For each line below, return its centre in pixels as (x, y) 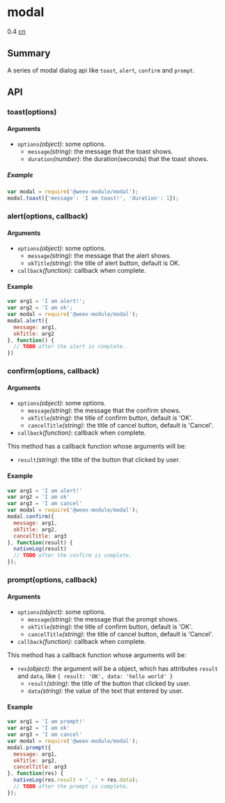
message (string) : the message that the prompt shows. (103, 620)
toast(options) (32, 112)
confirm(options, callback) (53, 371)
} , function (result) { (40, 542)
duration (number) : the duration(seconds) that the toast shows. (118, 159)
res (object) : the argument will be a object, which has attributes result (117, 669)
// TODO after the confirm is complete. (73, 555)
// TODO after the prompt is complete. (71, 787)
